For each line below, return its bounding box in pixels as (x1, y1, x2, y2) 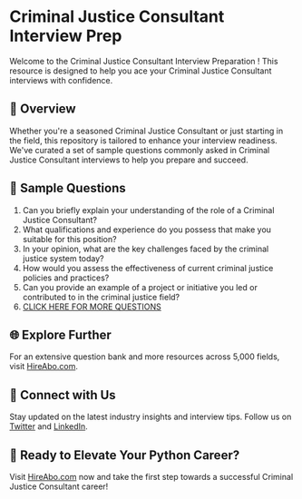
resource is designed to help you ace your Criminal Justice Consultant (9, 65, 272, 76)
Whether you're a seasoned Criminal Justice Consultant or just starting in (9, 125, 284, 136)
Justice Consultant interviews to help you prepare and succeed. (9, 154, 248, 165)
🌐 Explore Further (9, 327, 112, 342)
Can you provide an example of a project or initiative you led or (22, 281, 258, 292)
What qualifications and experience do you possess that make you (22, 224, 272, 235)
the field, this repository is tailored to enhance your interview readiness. (9, 134, 278, 146)
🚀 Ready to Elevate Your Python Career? (9, 447, 240, 463)
